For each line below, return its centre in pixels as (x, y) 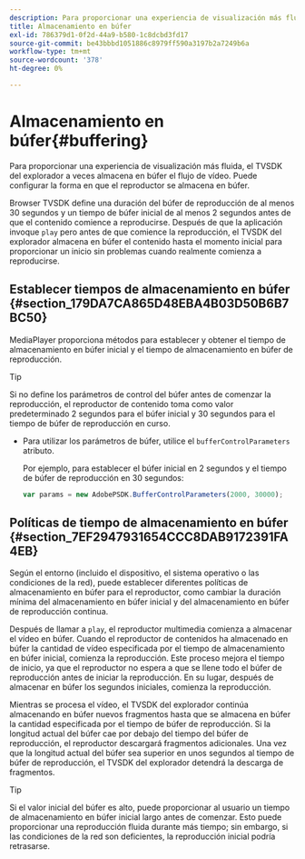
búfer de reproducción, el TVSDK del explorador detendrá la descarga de (147, 763)
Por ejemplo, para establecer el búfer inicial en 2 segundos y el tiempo (155, 468)
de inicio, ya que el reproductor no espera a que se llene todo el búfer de (146, 668)
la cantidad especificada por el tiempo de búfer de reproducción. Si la (140, 724)
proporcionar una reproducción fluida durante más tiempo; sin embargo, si (149, 827)
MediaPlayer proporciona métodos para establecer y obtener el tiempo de (148, 340)
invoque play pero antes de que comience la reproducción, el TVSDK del (146, 232)
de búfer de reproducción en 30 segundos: (103, 477)
